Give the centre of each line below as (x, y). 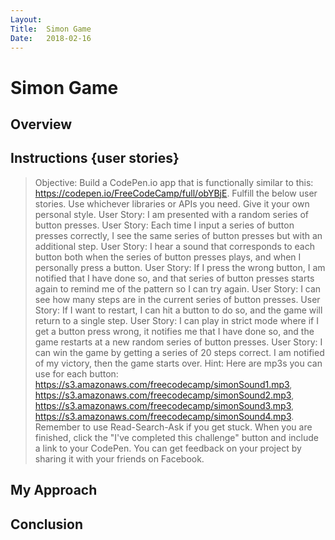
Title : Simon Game (51, 29)
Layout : (26, 19)
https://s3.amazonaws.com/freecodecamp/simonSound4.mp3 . (164, 416)
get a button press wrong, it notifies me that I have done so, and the (174, 331)
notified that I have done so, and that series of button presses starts (174, 278)
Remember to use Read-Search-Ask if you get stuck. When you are (173, 427)
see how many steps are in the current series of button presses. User (177, 299)
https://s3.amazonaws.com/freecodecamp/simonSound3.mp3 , (164, 405)
